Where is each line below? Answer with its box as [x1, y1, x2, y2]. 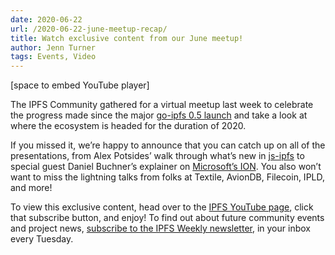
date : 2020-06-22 [10, 14, 83, 25]
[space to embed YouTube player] [10, 79, 150, 91]
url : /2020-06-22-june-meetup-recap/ [10, 24, 168, 34]
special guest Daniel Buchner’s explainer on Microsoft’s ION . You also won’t [10, 161, 322, 173]
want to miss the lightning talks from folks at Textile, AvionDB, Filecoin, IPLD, [10, 171, 326, 183]
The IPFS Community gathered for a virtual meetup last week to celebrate [10, 99, 314, 111]
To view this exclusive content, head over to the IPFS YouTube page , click [10, 201, 314, 213]
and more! [10, 182, 53, 194]
